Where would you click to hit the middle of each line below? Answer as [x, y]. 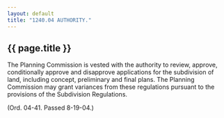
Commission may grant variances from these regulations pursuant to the [111, 87]
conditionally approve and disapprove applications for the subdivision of [111, 72]
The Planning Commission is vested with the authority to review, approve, [112, 65]
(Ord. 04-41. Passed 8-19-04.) [50, 108]
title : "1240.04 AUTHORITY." [49, 20]
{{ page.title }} [39, 48]
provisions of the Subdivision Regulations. [67, 94]
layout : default [31, 14]
